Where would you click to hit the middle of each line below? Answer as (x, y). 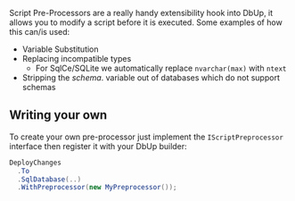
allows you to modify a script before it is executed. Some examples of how (146, 22)
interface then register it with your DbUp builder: (98, 146)
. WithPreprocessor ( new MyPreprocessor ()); (97, 188)
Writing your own (58, 115)
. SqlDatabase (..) (49, 179)
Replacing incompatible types (77, 59)
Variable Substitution (61, 49)
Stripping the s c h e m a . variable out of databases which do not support (151, 78)
